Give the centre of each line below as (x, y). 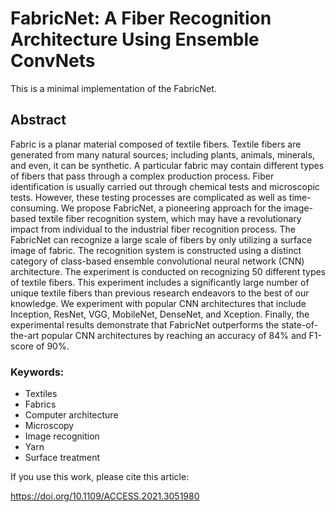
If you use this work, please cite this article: (100, 477)
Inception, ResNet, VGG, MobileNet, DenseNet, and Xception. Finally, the (160, 314)
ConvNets (53, 61)
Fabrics (40, 404)
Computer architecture (71, 415)
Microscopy (49, 426)
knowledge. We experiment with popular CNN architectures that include (158, 303)
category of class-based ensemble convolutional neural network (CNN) (157, 261)
